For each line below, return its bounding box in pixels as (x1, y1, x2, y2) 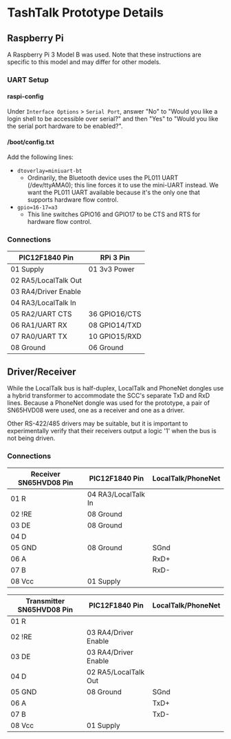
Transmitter (25, 596, 65, 605)
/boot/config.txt (7, 138, 55, 146)
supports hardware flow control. (27, 196, 119, 204)
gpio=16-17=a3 (16, 205, 58, 211)
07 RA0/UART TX (10, 331, 67, 341)
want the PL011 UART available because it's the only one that (27, 188, 201, 197)
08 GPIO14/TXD (88, 320, 142, 330)
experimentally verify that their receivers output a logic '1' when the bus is (7, 427, 217, 435)
